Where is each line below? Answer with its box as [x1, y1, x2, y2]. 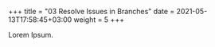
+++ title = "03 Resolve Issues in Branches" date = [8, 7, 175, 16]
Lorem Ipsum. [8, 31, 54, 39]
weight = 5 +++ [73, 15, 125, 24]
